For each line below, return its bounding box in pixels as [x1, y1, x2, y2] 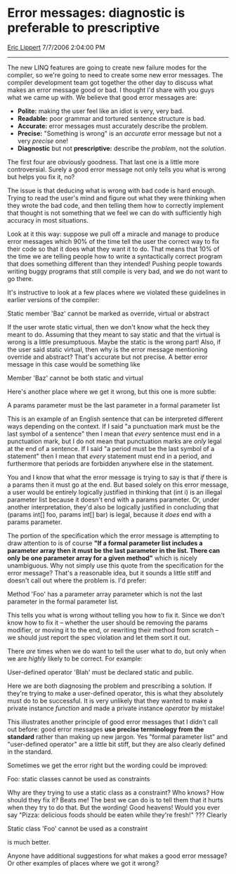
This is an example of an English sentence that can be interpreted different [7, 415, 223, 423]
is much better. [7, 837, 51, 846]
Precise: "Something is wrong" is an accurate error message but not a [17, 129, 222, 138]
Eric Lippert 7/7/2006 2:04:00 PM [7, 43, 105, 51]
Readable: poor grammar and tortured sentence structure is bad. [17, 114, 206, 122]
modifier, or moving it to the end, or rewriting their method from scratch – [7, 625, 219, 634]
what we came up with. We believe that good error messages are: [7, 93, 198, 101]
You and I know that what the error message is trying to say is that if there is [7, 473, 228, 481]
